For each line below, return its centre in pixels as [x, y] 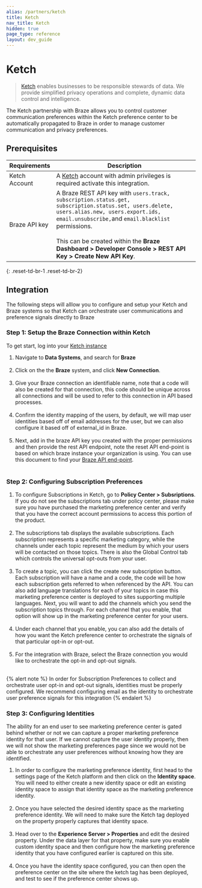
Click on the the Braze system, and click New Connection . [87, 370]
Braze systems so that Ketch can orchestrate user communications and [95, 311]
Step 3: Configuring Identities [50, 714]
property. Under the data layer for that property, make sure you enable [102, 841]
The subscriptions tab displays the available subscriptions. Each [94, 533]
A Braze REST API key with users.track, [113, 193]
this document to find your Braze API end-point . [74, 459]
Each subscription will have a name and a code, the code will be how [100, 578]
